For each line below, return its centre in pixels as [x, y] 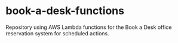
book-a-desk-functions [65, 11]
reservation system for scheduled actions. [57, 33]
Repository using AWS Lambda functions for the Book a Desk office [89, 27]
